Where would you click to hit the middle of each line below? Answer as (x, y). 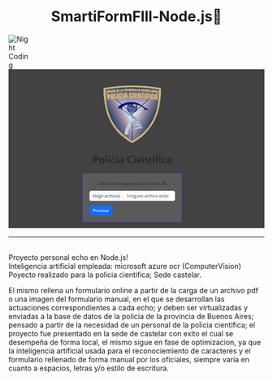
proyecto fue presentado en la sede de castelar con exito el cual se (121, 333)
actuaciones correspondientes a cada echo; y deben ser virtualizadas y (128, 307)
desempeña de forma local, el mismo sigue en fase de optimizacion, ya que (135, 342)
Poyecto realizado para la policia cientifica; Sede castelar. (105, 275)
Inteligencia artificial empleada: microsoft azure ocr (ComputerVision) (125, 266)
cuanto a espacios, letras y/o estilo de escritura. (89, 368)
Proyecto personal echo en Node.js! (68, 257)
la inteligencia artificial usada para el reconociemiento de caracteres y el (130, 351)
